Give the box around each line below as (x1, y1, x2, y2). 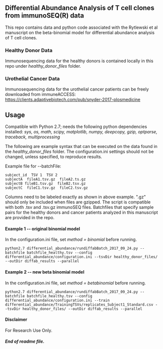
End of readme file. (5, 338, 45, 345)
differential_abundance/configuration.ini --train (5, 298, 110, 303)
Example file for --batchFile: (5, 163, 62, 169)
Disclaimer (5, 316, 28, 323)
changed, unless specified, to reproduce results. (5, 154, 102, 160)
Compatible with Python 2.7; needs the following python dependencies (5, 124, 147, 129)
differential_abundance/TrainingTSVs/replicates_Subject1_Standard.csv (5, 302, 153, 307)
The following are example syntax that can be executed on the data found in (5, 144, 158, 149)
